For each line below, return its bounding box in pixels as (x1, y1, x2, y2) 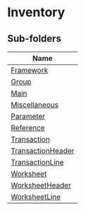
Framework (11, 65, 48, 75)
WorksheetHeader (11, 181, 72, 190)
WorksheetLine (11, 192, 61, 202)
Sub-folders (7, 33, 62, 45)
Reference (11, 123, 46, 132)
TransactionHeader (11, 146, 75, 156)
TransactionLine (11, 157, 65, 167)
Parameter (11, 111, 46, 121)
